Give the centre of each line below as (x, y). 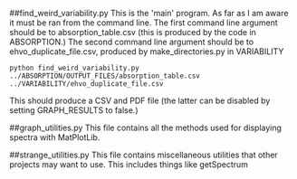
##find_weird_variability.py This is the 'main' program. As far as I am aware (149, 13)
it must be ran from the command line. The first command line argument (144, 23)
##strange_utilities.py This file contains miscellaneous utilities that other (144, 155)
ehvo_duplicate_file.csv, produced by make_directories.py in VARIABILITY (147, 52)
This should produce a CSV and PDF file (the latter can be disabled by (140, 100)
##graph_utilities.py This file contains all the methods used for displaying (146, 127)
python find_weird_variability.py (75, 68)
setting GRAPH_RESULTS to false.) (74, 110)
